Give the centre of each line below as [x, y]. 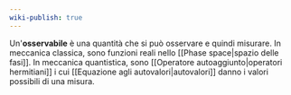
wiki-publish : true [46, 17]
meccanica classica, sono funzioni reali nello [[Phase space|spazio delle [144, 52]
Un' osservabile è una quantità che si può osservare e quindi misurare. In [145, 43]
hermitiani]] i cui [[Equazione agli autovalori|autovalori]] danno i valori [139, 72]
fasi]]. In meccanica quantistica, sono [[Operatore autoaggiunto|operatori [146, 62]
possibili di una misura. [52, 81]
